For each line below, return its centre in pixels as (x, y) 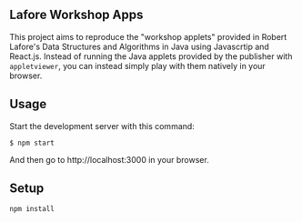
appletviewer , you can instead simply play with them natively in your (137, 66)
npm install (32, 209)
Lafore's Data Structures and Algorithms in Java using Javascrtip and (140, 46)
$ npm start (32, 143)
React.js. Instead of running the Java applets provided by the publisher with (151, 56)
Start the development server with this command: (102, 126)
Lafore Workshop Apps (76, 15)
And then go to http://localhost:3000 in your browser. (109, 159)
